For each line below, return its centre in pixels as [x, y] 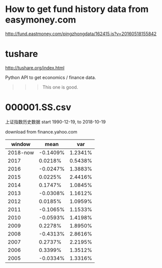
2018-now [21, 152]
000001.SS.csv [38, 107]
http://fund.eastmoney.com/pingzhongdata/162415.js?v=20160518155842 [81, 33]
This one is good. [60, 87]
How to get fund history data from [77, 9]
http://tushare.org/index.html [35, 67]
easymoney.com [41, 20]
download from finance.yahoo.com [41, 131]
